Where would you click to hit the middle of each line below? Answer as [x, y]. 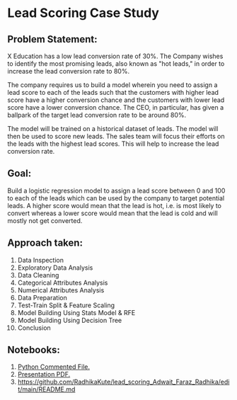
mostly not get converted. [45, 220]
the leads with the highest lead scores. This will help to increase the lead [113, 144]
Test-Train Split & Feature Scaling [66, 305]
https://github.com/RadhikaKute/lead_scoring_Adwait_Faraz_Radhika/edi [123, 382]
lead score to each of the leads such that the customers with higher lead [113, 92]
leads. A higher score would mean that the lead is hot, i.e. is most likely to [114, 205]
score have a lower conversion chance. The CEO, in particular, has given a [116, 107]
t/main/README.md [46, 389]
